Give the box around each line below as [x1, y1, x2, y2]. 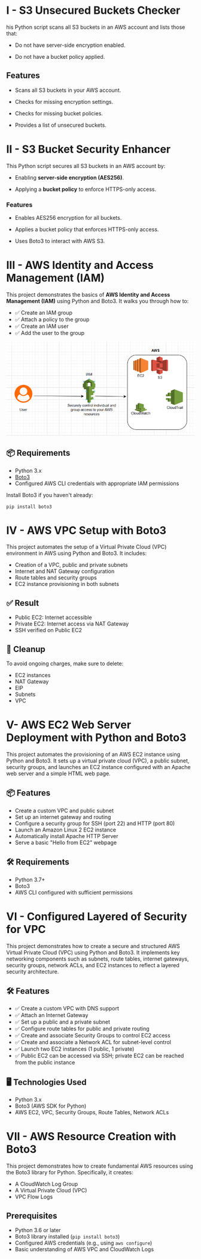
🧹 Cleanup [6, 644, 46, 654]
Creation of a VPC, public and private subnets [14, 561, 128, 569]
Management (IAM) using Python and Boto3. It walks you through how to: [6, 297, 189, 304]
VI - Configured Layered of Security [6, 910, 187, 923]
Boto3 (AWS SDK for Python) [14, 1102, 87, 1110]
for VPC [6, 922, 46, 936]
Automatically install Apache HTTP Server [14, 832, 118, 839]
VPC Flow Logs [14, 1193, 53, 1201]
